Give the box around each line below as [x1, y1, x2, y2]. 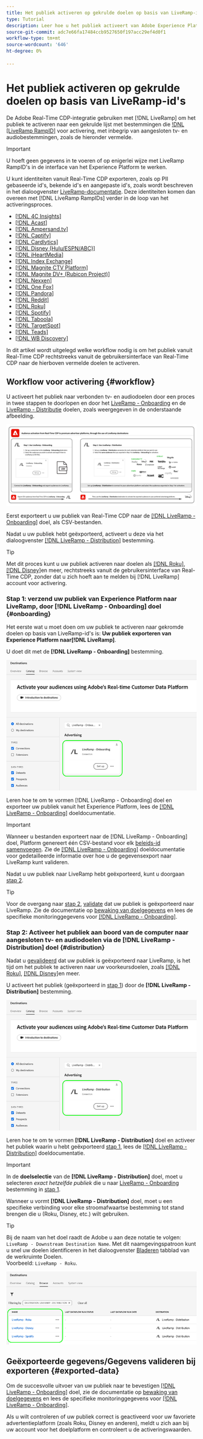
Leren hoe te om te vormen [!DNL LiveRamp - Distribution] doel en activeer [6, 1136, 195, 1144]
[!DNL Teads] [14, 328, 48, 335]
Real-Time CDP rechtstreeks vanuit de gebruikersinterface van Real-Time [6, 353, 189, 360]
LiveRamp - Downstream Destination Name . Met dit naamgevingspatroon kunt [6, 1240, 196, 1247]
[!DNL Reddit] [14, 296, 50, 303]
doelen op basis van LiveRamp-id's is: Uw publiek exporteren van [6, 630, 172, 637]
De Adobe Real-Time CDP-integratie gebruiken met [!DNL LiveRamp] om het [6, 114, 196, 121]
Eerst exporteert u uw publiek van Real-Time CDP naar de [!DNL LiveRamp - [6, 512, 196, 520]
